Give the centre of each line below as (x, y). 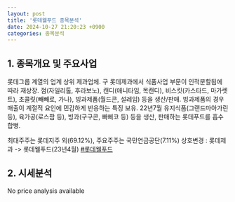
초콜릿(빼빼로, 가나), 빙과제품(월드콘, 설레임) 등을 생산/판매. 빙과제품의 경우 (121, 100)
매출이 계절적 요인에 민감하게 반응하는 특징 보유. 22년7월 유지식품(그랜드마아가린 (118, 108)
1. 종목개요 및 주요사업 (52, 63)
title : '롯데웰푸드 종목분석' (45, 20)
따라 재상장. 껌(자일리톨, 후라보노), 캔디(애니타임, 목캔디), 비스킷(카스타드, (108, 90)
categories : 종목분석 (36, 33)
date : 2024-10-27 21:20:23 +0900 (56, 27)
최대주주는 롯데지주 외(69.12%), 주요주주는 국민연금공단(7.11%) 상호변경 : (108, 140)
